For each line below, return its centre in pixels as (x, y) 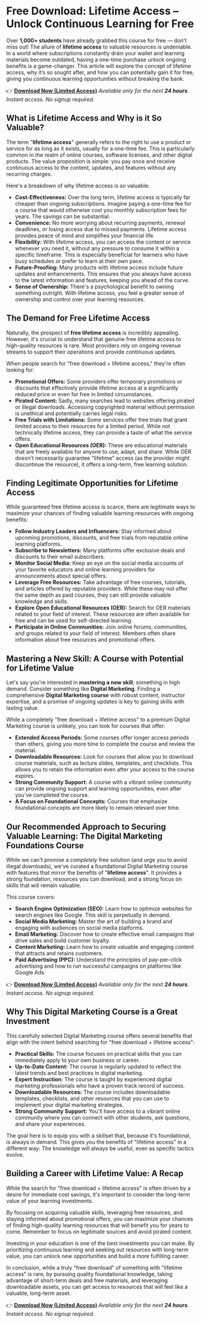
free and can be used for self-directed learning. (74, 621)
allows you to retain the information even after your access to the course (105, 770)
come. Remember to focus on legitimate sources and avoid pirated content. (99, 1231)
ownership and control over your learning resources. (80, 299)
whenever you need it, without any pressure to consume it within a (97, 248)
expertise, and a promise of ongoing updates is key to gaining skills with (95, 702)
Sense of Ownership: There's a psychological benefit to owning (94, 286)
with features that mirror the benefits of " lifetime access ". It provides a (94, 872)
